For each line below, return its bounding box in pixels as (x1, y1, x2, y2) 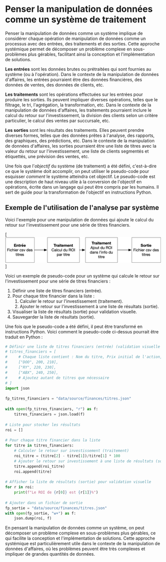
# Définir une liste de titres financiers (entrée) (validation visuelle (5, 344, 161, 349)
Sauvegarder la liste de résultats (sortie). (12, 314, 95, 320)
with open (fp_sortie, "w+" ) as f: (5, 511, 77, 516)
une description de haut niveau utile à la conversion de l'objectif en (5, 179, 142, 185)
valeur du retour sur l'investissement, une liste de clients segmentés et (5, 148, 149, 154)
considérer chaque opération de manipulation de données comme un (5, 36, 146, 41)
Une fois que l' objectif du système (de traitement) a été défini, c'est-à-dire (5, 163, 157, 169)
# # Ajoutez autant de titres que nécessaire (5, 375, 110, 380)
